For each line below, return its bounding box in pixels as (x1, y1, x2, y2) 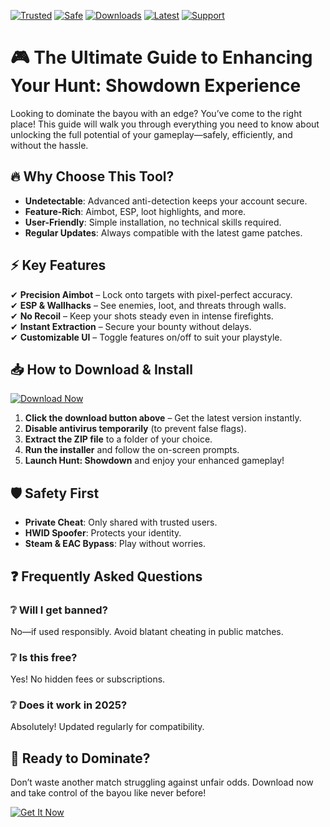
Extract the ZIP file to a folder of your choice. (24, 433, 213, 445)
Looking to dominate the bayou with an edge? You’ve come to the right (10, 107, 303, 119)
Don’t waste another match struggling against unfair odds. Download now (10, 776, 314, 789)
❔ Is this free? (10, 650, 78, 664)
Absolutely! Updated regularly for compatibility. (10, 721, 205, 733)
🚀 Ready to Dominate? (10, 750, 151, 767)
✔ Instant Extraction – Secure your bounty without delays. (10, 320, 252, 332)
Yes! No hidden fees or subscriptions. (10, 673, 166, 685)
